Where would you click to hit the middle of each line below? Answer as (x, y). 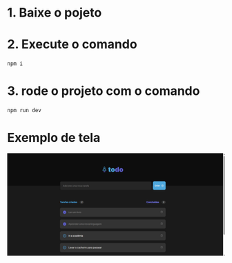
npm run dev (24, 111)
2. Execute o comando (72, 45)
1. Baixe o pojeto (55, 13)
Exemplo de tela (54, 138)
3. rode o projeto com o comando (104, 91)
